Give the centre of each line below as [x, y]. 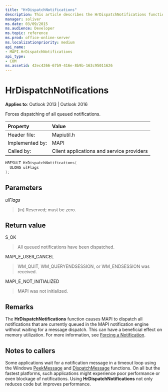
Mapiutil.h [63, 135]
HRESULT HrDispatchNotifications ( [41, 163]
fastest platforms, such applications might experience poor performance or [82, 373]
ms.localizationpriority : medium [40, 43]
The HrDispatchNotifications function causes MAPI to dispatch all [74, 319]
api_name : [15, 47]
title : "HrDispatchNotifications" [41, 10]
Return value [25, 225]
